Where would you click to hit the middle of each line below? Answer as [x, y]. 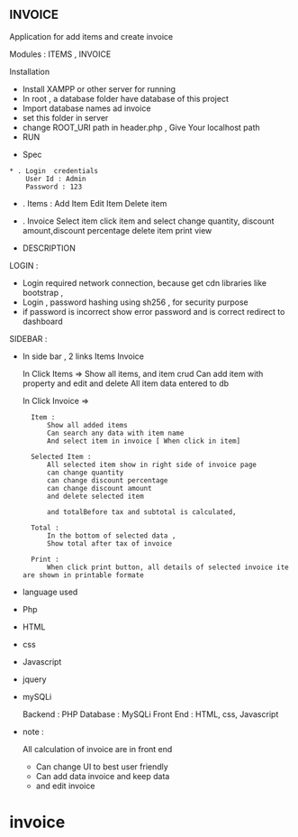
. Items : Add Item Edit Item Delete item [95, 203]
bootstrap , [43, 292]
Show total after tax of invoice [109, 543]
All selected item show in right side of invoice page [152, 464]
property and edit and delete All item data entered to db [126, 383]
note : [33, 731]
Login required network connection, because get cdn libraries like [144, 282]
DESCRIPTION [49, 248]
